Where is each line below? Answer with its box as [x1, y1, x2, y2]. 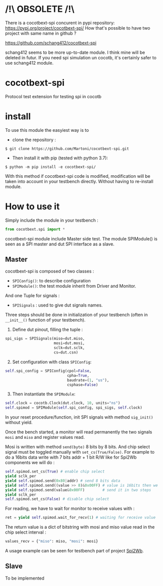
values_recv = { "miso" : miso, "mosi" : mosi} [5, 539, 98, 544]
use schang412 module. [5, 60, 54, 66]
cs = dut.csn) [53, 350, 79, 355]
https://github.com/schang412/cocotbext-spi [5, 39, 97, 45]
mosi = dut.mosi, [53, 341, 85, 346]
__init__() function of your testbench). [5, 317, 85, 323]
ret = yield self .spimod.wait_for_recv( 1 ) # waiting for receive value [5, 515, 156, 520]
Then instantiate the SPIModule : [12, 391, 76, 397]
